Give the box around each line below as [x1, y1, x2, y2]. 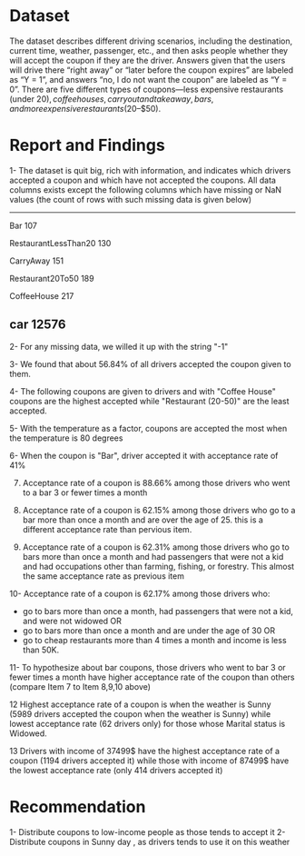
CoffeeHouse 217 [9, 290, 74, 301]
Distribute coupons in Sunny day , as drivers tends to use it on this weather [9, 836, 290, 847]
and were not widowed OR [22, 615, 123, 626]
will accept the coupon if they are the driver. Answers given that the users [9, 55, 286, 65]
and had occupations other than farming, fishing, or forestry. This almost [22, 561, 295, 572]
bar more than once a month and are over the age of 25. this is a [22, 514, 263, 525]
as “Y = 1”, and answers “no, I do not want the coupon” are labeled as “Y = [9, 74, 288, 85]
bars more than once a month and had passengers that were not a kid [22, 551, 284, 562]
